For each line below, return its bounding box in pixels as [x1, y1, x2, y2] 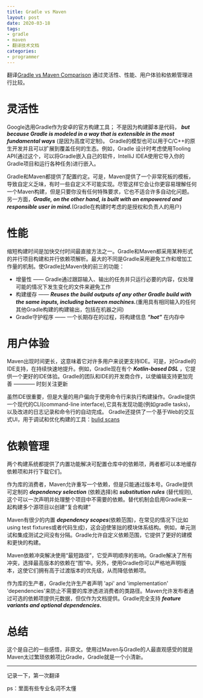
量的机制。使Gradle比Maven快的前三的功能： [11, 262, 125, 270]
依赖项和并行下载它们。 [7, 468, 65, 475]
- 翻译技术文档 [7, 43, 40, 49]
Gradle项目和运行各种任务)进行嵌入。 [7, 160, 99, 167]
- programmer [7, 54, 40, 60]
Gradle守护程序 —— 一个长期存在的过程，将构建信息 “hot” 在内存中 [15, 313, 186, 320]
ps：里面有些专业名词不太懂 [7, 685, 77, 692]
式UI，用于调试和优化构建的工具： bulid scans [7, 416, 120, 423]
